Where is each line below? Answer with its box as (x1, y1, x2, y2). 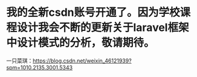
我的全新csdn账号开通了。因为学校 (6, 5, 180, 19)
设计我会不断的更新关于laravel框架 (17, 21, 189, 35)
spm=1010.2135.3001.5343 (6, 64, 73, 71)
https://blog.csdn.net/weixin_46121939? (33, 57, 132, 64)
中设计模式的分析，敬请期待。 (6, 36, 155, 50)
